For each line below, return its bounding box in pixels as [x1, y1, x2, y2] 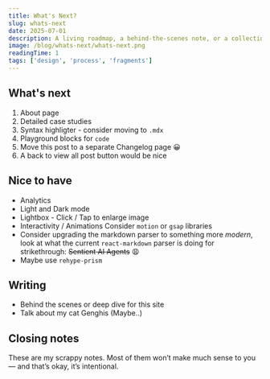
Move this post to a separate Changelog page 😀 [19, 142, 181, 151]
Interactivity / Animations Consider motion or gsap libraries [19, 220, 213, 230]
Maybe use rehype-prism [19, 255, 103, 265]
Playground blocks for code [19, 134, 110, 143]
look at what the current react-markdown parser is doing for [19, 238, 215, 248]
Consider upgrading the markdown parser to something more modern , [19, 229, 253, 239]
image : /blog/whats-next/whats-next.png [8, 42, 146, 50]
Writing [8, 278, 47, 292]
